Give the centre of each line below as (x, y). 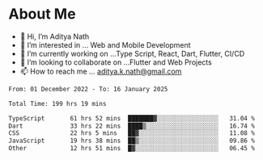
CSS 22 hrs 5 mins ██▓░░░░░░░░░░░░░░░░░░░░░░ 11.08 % (131, 133)
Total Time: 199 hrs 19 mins (57, 103)
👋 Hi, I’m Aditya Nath (55, 36)
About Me (42, 14)
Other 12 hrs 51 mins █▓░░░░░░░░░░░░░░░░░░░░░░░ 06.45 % (131, 149)
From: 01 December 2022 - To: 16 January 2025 (88, 89)
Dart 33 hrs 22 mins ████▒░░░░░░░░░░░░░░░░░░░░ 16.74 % (131, 126)
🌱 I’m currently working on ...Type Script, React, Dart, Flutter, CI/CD (132, 53)
